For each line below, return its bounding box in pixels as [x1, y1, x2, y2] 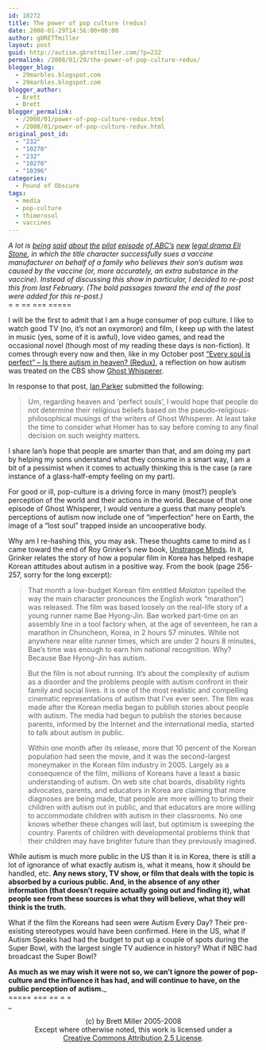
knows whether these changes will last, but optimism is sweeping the [27, 819, 255, 829]
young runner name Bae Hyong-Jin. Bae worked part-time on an [27, 611, 238, 621]
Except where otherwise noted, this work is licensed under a [34, 1025, 233, 1035]
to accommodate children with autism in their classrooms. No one [27, 811, 243, 821]
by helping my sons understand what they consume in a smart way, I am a [8, 455, 251, 464]
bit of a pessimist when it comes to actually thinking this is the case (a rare [8, 463, 253, 473]
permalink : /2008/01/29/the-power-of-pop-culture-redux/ [8, 57, 201, 64]
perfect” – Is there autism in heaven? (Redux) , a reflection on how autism [8, 357, 246, 367]
